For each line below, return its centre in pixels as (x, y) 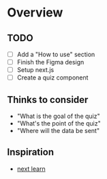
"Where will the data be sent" (58, 131)
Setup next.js (35, 70)
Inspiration (31, 152)
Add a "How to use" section (56, 54)
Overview (35, 13)
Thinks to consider (48, 100)
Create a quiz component (52, 77)
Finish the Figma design (50, 62)
